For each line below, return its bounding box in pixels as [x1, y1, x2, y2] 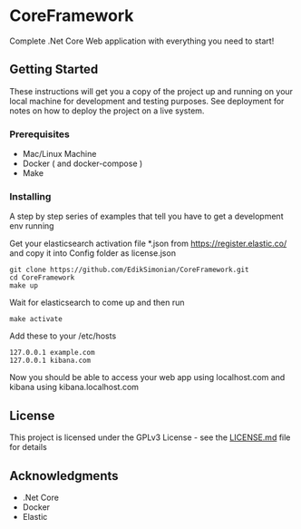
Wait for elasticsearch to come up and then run [9, 297, 185, 309]
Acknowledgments [9, 468, 120, 484]
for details [9, 442, 47, 453]
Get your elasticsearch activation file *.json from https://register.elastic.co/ [9, 238, 287, 250]
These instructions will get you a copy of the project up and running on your [9, 85, 293, 96]
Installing [9, 190, 52, 202]
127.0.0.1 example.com [9, 348, 95, 358]
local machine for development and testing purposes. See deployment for [9, 95, 285, 106]
